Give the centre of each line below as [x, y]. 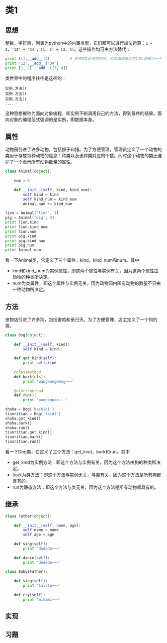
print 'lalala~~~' [42, 585]
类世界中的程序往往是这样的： [36, 78]
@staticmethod [29, 391]
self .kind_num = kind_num [50, 199]
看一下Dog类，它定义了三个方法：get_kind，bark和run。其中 [68, 452]
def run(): [25, 395]
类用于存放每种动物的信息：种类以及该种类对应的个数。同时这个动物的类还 [81, 156]
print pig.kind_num [25, 241]
